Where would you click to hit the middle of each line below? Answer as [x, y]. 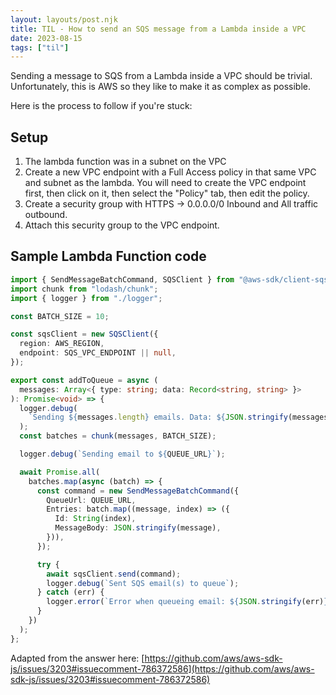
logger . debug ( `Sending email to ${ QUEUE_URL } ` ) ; [122, 454]
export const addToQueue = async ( [84, 380]
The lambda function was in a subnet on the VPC [125, 162]
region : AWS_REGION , [62, 344]
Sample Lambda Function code [108, 256]
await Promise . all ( [60, 472]
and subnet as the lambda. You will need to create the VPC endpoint [165, 183]
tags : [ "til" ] [40, 47]
